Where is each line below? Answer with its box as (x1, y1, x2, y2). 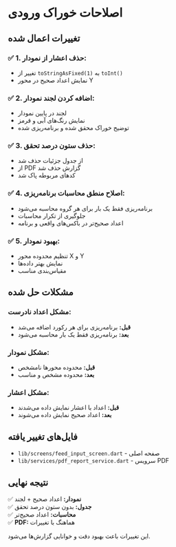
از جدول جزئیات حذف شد (17, 157, 83, 165)
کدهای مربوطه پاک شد (17, 171, 76, 180)
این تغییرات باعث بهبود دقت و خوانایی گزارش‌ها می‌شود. (8, 532, 151, 540)
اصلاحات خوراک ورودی (8, 5, 123, 21)
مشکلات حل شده (8, 287, 74, 298)
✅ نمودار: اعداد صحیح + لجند (8, 495, 82, 503)
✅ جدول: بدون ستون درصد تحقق (8, 502, 92, 510)
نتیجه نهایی (8, 477, 49, 488)
